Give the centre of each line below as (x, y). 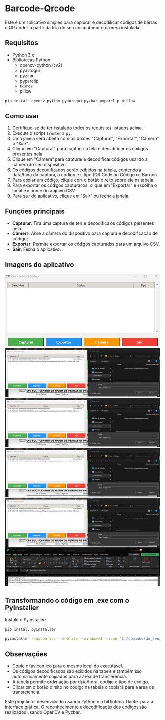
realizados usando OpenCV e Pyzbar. (43, 712)
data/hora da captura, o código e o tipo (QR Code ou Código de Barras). (85, 175)
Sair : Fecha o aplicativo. (37, 249)
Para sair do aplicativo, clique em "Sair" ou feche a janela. (71, 196)
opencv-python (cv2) (41, 65)
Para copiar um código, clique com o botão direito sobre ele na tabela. (83, 180)
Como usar (22, 116)
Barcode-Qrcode (40, 9)
